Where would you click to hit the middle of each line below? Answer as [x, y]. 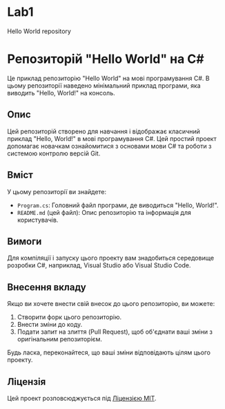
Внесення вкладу [47, 287]
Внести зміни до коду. [50, 325]
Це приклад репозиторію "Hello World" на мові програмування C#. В [108, 78]
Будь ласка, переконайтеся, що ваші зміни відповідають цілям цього [109, 352]
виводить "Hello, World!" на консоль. [61, 93]
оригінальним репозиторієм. [59, 339]
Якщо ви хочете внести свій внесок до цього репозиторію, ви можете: [111, 304]
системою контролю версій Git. [54, 153]
